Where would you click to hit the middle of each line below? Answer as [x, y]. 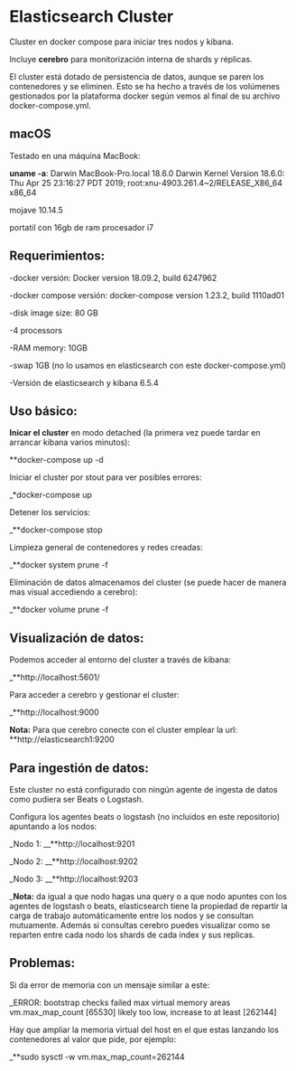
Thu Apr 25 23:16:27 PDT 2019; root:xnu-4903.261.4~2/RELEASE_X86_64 [146, 183]
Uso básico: [44, 411]
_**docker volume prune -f [59, 610]
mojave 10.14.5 [36, 210]
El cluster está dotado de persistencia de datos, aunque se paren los [137, 76]
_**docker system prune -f [59, 565]
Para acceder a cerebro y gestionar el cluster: [95, 695]
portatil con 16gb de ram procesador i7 [82, 227]
